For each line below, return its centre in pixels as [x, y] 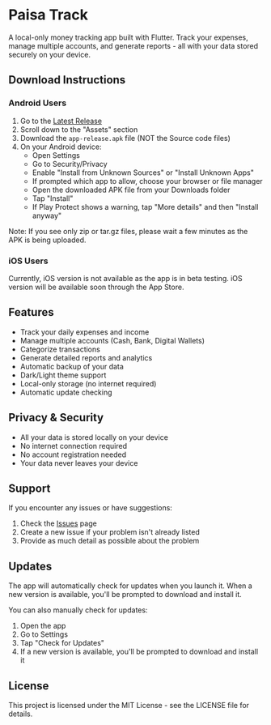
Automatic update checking [66, 392]
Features [31, 312]
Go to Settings [44, 634]
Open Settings [56, 155]
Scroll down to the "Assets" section [79, 129]
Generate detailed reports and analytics [86, 357]
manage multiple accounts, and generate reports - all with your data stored [133, 45]
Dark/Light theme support [63, 375]
